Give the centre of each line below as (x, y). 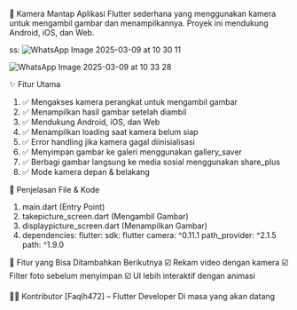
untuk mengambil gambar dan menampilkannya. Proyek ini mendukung (139, 23)
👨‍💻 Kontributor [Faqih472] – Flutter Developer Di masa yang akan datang (142, 296)
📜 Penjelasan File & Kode (55, 190)
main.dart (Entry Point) (63, 207)
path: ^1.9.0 (43, 245)
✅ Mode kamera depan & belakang (86, 172)
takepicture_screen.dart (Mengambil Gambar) (105, 216)
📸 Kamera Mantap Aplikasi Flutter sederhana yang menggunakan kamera (143, 14)
